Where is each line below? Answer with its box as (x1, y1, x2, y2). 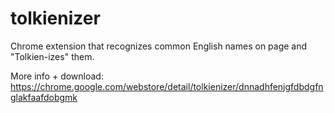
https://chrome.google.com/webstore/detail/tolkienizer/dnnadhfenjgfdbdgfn (10, 80, 324, 92)
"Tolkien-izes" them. (10, 50, 95, 62)
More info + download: (10, 70, 104, 82)
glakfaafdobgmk (10, 91, 78, 103)
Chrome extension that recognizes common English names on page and (10, 40, 308, 52)
